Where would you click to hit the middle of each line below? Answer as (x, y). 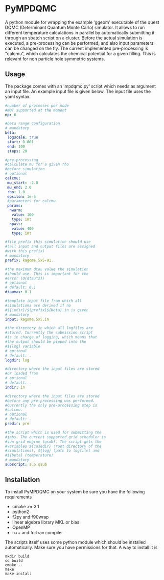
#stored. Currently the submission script (49, 333)
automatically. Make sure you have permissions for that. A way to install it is (81, 547)
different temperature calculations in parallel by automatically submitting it (80, 32)
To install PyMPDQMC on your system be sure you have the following (75, 491)
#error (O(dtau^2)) (25, 278)
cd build (14, 561)
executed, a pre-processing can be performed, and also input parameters (79, 43)
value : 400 (23, 229)
